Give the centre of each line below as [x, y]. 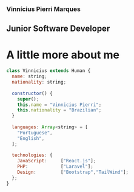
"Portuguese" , [35, 133]
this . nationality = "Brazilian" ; [59, 110]
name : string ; [29, 77]
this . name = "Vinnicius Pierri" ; [59, 105]
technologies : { [32, 155]
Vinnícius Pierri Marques [43, 9]
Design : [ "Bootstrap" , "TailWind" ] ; [73, 172]
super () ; [28, 99]
